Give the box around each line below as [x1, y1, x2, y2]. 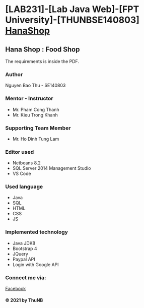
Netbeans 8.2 [12, 160, 41, 166]
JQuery [12, 251, 29, 257]
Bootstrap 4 [12, 245, 37, 252]
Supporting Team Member [5, 125, 71, 132]
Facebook [5, 286, 26, 292]
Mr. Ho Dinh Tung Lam [12, 136, 59, 142]
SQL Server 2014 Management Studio [12, 165, 91, 171]
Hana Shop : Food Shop [5, 45, 80, 53]
